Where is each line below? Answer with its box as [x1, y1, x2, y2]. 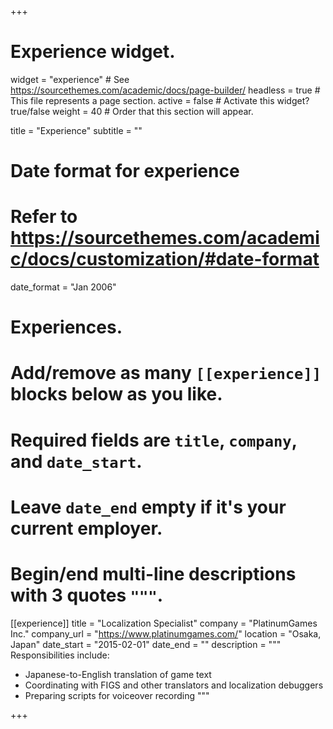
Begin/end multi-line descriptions [10, 563, 297, 585]
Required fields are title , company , [10, 429, 298, 451]
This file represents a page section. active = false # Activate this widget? [10, 94, 310, 106]
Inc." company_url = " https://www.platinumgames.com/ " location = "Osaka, [10, 627, 322, 640]
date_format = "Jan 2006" [10, 281, 117, 293]
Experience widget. [10, 41, 176, 63]
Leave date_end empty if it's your [10, 496, 287, 518]
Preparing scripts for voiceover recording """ [24, 689, 210, 701]
